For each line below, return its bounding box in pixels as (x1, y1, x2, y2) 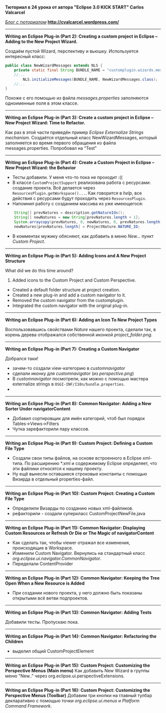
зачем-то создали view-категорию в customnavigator (12, 365, 125, 371)
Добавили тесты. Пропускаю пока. (5, 619, 79, 625)
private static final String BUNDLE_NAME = (14, 67, 105, 72)
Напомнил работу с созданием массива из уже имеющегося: (12, 201, 143, 207)
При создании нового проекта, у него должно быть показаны (12, 590, 142, 595)
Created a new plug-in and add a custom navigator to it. (12, 292, 126, 298)
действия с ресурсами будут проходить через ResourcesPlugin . (12, 195, 147, 201)
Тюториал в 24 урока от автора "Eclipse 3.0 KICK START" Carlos (5, 4, 144, 10)
